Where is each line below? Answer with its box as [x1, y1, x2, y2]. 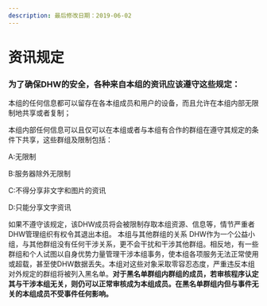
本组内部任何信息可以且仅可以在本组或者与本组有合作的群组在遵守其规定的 [8, 125, 252, 135]
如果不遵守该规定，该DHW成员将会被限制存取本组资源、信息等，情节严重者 [8, 219, 256, 229]
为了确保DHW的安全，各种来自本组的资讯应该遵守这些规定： [8, 79, 241, 90]
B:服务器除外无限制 [8, 168, 72, 179]
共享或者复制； [21, 108, 72, 118]
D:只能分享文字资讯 [8, 203, 72, 212]
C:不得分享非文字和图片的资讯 [8, 186, 106, 196]
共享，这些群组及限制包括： [21, 135, 113, 145]
